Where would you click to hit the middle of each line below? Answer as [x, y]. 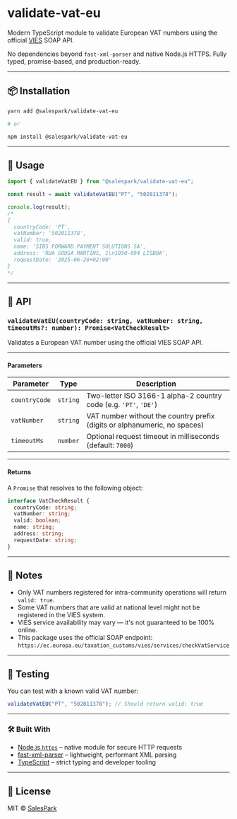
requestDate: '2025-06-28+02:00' [63, 260]
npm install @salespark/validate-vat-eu [68, 137]
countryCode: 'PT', [42, 227]
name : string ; [34, 527]
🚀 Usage [26, 165]
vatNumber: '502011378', [50, 234]
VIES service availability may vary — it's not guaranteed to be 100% [116, 623]
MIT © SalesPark [32, 808]
